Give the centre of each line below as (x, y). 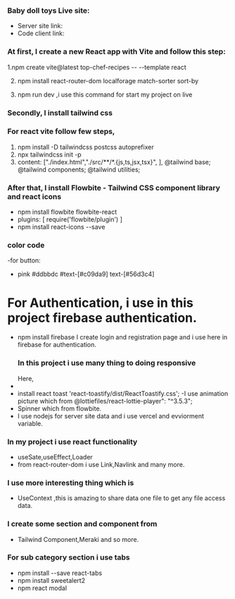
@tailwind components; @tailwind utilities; (79, 169)
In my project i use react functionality (72, 442)
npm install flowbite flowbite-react (67, 212)
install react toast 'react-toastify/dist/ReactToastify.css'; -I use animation (123, 393)
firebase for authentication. (57, 345)
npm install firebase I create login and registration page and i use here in (122, 337)
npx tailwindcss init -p (50, 155)
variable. (30, 423)
